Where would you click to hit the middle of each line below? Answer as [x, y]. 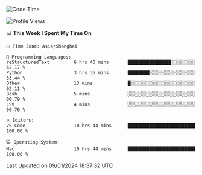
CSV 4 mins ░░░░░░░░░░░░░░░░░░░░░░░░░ [101, 104]
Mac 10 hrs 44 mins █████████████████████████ [101, 149]
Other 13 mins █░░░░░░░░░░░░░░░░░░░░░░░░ [101, 83]
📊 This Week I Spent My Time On [49, 33]
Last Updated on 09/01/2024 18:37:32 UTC [60, 165]
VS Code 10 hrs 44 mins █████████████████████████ [101, 126]
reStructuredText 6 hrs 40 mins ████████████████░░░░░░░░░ [101, 62]
